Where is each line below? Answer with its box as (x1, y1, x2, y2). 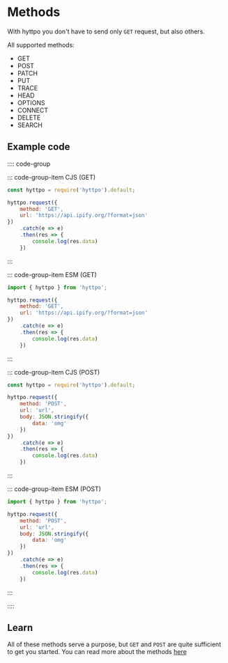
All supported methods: (7, 40, 75, 49)
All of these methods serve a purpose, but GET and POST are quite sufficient (7, 640, 222, 648)
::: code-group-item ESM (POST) (7, 485, 101, 493)
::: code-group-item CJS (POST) (7, 368, 100, 376)
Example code (7, 141, 70, 153)
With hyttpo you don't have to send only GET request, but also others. (7, 27, 206, 36)
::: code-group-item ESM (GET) (7, 270, 98, 279)
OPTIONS (17, 98, 45, 107)
